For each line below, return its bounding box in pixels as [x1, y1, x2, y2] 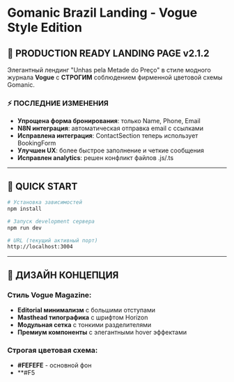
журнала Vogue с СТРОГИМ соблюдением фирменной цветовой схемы [7, 73, 223, 81]
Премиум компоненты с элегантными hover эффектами [17, 328, 187, 337]
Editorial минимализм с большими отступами [17, 306, 155, 315]
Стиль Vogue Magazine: [7, 290, 92, 300]
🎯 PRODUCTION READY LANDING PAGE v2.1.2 [7, 47, 210, 59]
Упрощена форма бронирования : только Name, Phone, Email [17, 117, 201, 125]
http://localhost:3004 [7, 244, 73, 250]
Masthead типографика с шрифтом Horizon [17, 313, 148, 321]
